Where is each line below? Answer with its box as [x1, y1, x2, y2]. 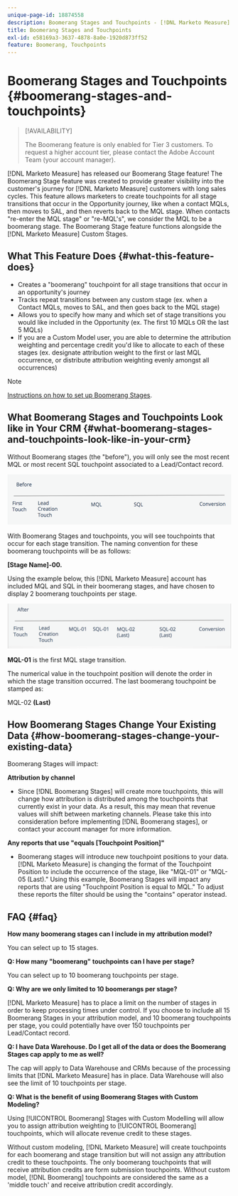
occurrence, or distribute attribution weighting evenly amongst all [17, 355, 210, 364]
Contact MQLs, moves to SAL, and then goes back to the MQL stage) [17, 303, 220, 311]
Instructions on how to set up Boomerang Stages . [7, 391, 153, 399]
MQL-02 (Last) [7, 698, 51, 706]
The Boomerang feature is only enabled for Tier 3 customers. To [24, 141, 213, 149]
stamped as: [7, 684, 44, 693]
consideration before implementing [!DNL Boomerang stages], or [17, 817, 208, 826]
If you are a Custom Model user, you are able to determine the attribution [17, 333, 231, 341]
